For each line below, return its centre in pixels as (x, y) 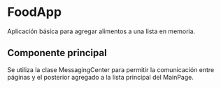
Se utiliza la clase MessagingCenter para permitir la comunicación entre (111, 69)
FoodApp (34, 12)
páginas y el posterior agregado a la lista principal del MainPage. (101, 77)
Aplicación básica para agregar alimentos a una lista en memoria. (101, 31)
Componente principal (57, 53)
